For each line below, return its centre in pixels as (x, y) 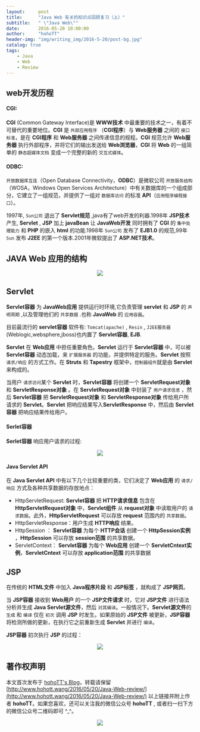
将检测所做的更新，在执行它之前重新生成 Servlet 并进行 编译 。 (82, 622)
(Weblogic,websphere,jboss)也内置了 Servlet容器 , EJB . (74, 334)
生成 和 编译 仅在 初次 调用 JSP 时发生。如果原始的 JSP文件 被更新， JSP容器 (98, 615)
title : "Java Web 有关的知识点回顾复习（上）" (66, 17)
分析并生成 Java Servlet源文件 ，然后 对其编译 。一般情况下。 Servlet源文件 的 (99, 607)
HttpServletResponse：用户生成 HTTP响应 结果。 (76, 523)
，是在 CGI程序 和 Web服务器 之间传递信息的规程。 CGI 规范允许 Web (100, 137)
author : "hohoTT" (33, 34)
